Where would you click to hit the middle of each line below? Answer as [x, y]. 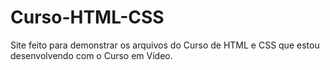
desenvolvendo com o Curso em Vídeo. [91, 55]
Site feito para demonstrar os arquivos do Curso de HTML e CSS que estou [165, 45]
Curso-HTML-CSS [87, 17]
